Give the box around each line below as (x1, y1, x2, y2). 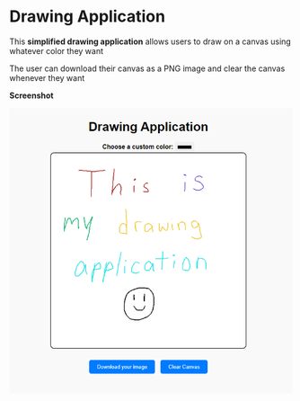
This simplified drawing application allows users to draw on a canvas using (9, 36, 292, 47)
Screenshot (9, 90, 54, 101)
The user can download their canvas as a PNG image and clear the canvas (9, 63, 286, 74)
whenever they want (9, 72, 85, 83)
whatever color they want (9, 45, 104, 56)
